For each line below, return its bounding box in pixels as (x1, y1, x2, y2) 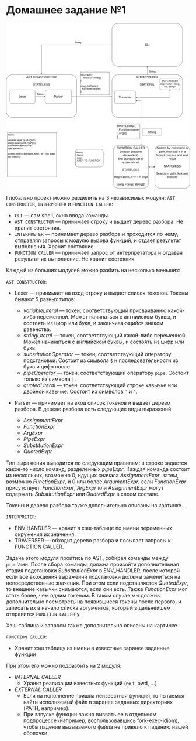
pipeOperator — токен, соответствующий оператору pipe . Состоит (23, 369, 189, 376)
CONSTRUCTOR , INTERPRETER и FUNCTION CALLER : (6, 200, 114, 207)
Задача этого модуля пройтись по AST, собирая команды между (6, 554, 169, 561)
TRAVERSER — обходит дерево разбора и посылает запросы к (14, 537, 171, 544)
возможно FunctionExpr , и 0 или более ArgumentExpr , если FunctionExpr (6, 478, 187, 485)
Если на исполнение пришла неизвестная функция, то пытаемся (23, 692, 185, 699)
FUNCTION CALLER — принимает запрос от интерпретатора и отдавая (14, 249, 183, 256)
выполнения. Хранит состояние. (14, 243, 95, 250)
